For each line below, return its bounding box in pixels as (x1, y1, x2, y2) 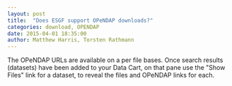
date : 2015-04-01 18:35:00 (7, 30, 87, 37)
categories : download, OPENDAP (7, 23, 100, 30)
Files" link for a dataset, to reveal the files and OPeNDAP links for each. (7, 71, 215, 80)
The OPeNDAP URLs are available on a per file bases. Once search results (7, 56, 224, 64)
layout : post (7, 10, 46, 18)
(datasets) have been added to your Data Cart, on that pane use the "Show (7, 63, 226, 72)
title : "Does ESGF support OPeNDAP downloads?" (7, 17, 153, 24)
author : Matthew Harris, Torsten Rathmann (7, 37, 134, 44)
